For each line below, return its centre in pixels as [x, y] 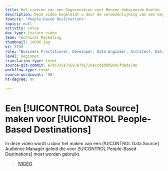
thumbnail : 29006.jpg [28, 42]
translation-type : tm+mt [31, 61]
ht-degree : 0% [20, 79]
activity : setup [22, 28]
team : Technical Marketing [33, 38]
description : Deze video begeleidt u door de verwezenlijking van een [80, 14]
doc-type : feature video [31, 33]
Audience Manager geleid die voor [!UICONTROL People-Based [71, 149]
